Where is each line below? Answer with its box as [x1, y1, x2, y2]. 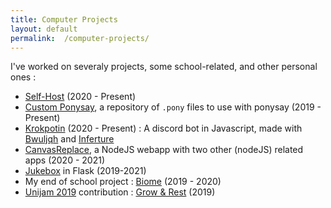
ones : [10, 71, 37, 83]
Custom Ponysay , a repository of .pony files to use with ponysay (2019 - [24, 101, 322, 113]
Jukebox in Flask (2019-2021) [24, 165, 147, 177]
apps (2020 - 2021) [24, 154, 105, 166]
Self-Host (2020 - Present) [24, 91, 137, 103]
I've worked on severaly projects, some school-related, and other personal [10, 61, 318, 73]
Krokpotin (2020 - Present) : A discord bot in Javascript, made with [24, 122, 303, 135]
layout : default [10, 24, 78, 34]
